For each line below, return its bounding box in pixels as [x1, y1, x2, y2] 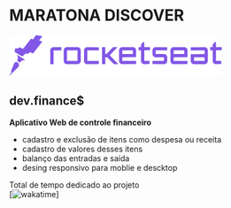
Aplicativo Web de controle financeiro [9, 117, 152, 127]
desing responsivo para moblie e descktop [21, 162, 178, 173]
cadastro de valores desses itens [21, 143, 143, 154]
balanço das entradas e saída [21, 152, 130, 164]
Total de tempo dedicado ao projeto [9, 179, 140, 190]
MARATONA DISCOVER [9, 5, 184, 26]
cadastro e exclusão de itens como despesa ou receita [21, 134, 222, 144]
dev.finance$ [9, 94, 85, 109]
